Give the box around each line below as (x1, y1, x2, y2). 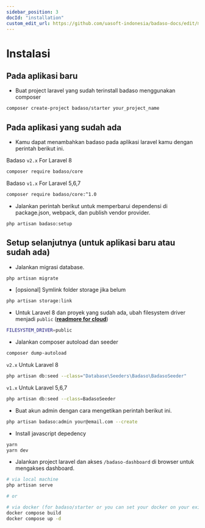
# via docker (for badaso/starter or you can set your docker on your (6, 504, 190, 510)
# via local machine (6, 477, 59, 483)
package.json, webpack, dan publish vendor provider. (15, 209, 151, 216)
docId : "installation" (6, 15, 64, 21)
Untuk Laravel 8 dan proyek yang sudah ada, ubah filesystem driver (15, 309, 186, 316)
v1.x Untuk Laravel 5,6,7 (6, 384, 68, 391)
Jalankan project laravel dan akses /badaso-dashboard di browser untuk (15, 458, 194, 466)
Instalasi (6, 46, 51, 60)
